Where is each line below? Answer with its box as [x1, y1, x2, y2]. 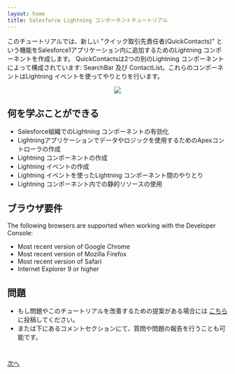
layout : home [7, 10, 45, 18]
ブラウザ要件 [7, 202, 63, 214]
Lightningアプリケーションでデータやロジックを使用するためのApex [17, 136, 213, 144]
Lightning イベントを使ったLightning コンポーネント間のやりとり [17, 171, 204, 179]
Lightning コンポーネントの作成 [17, 153, 108, 162]
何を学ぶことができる [7, 107, 99, 119]
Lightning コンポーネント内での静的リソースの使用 [17, 180, 163, 188]
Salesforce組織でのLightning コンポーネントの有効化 [17, 127, 169, 136]
